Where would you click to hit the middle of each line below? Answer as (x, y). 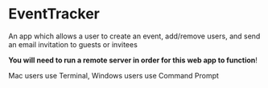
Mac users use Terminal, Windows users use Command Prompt (114, 75)
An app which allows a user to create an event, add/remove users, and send (134, 36)
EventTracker (54, 14)
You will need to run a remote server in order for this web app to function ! (133, 60)
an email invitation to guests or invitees (73, 44)
